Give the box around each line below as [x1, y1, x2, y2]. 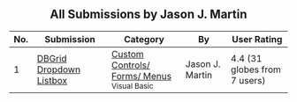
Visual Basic [111, 81, 154, 91]
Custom [111, 47, 144, 60]
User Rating [232, 33, 283, 45]
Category [123, 33, 165, 45]
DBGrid [36, 52, 68, 64]
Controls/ [111, 59, 150, 71]
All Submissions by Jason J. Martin [49, 7, 247, 22]
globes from [231, 63, 281, 76]
